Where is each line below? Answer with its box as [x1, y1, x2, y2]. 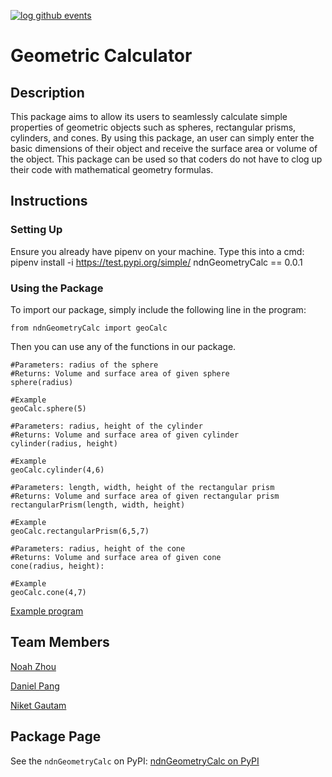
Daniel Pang [10, 680, 60, 692]
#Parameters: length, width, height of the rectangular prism [10, 482, 275, 492]
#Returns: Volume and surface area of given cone [10, 552, 222, 562]
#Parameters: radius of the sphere [10, 360, 159, 370]
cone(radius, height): [10, 561, 105, 571]
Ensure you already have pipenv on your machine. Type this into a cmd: [10, 245, 305, 257]
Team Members [10, 634, 110, 651]
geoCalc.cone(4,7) [10, 587, 87, 597]
